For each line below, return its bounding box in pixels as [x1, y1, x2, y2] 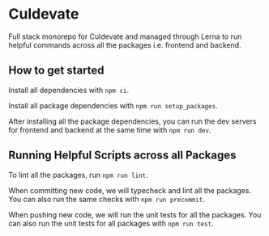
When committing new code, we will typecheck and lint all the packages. [8, 185, 252, 195]
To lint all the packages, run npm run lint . [8, 170, 148, 179]
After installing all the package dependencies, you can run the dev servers [8, 116, 257, 126]
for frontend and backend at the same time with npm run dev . [8, 124, 211, 134]
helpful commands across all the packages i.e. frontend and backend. [8, 40, 241, 49]
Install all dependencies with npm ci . [8, 85, 130, 95]
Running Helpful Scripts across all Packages [8, 149, 237, 162]
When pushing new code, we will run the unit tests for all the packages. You [8, 209, 262, 219]
